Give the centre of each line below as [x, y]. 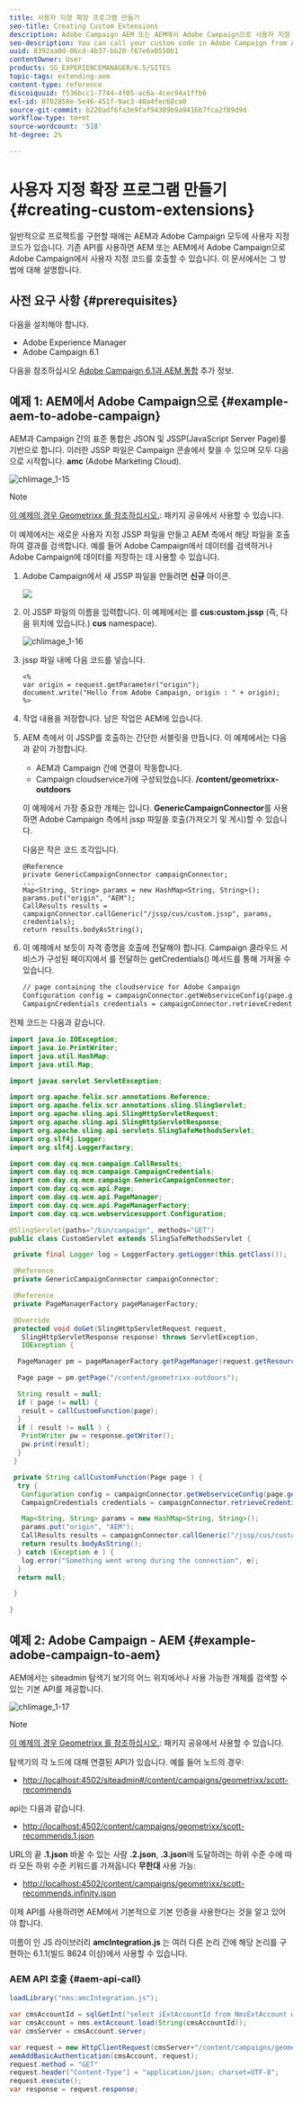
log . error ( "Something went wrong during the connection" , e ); [140, 1560]
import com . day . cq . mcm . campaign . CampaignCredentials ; [112, 1172]
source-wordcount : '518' [56, 127]
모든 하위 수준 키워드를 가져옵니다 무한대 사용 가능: [107, 1866]
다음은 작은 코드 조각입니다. [71, 850]
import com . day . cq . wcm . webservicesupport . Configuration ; [118, 1214]
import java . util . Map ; [52, 1065]
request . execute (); [46, 2081]
